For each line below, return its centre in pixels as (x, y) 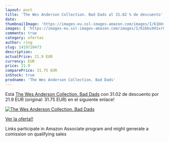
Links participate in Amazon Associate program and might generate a (77, 128)
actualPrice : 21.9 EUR (29, 56)
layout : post (19, 10)
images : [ (16, 29)
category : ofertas (24, 38)
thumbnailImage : (22, 24)
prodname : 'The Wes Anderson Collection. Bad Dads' (60, 80)
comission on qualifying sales (36, 134)
